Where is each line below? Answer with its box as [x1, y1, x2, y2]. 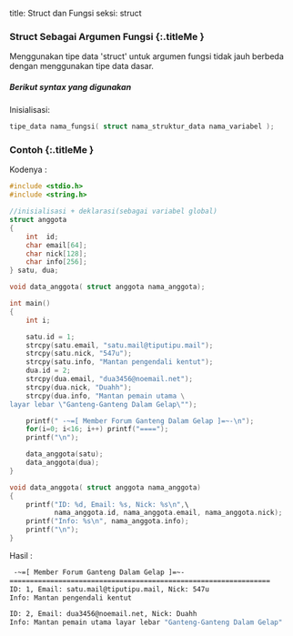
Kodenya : [9, 164, 47, 176]
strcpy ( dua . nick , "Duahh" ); [25, 382, 132, 392]
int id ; [25, 232, 59, 241]
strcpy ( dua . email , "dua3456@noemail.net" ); [25, 375, 194, 384]
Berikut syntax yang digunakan [9, 81, 132, 92]
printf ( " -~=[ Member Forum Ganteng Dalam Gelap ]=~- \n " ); [25, 416, 255, 426]
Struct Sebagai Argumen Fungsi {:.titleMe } [9, 30, 205, 43]
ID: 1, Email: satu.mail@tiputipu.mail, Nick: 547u [9, 584, 209, 594]
